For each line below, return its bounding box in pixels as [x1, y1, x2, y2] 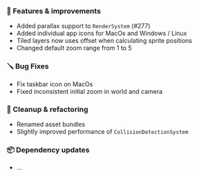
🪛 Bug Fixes [6, 61, 49, 71]
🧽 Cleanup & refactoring [6, 104, 88, 114]
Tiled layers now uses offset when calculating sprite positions [16, 37, 193, 45]
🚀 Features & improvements [6, 6, 102, 16]
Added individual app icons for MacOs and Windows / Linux [16, 29, 187, 37]
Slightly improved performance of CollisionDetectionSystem [16, 127, 189, 135]
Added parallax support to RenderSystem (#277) [16, 22, 151, 30]
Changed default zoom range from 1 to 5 [16, 44, 132, 52]
